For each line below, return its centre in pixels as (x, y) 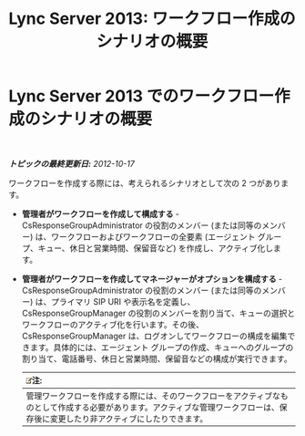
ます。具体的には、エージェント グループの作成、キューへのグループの (162, 347)
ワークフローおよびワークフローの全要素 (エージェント (153, 236)
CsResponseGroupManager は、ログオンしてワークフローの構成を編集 (154, 336)
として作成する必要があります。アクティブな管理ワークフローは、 (157, 407)
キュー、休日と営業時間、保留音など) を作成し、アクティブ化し (156, 248)
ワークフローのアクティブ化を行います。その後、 (112, 324)
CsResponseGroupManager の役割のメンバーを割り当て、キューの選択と (158, 313)
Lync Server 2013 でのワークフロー (142, 96)
